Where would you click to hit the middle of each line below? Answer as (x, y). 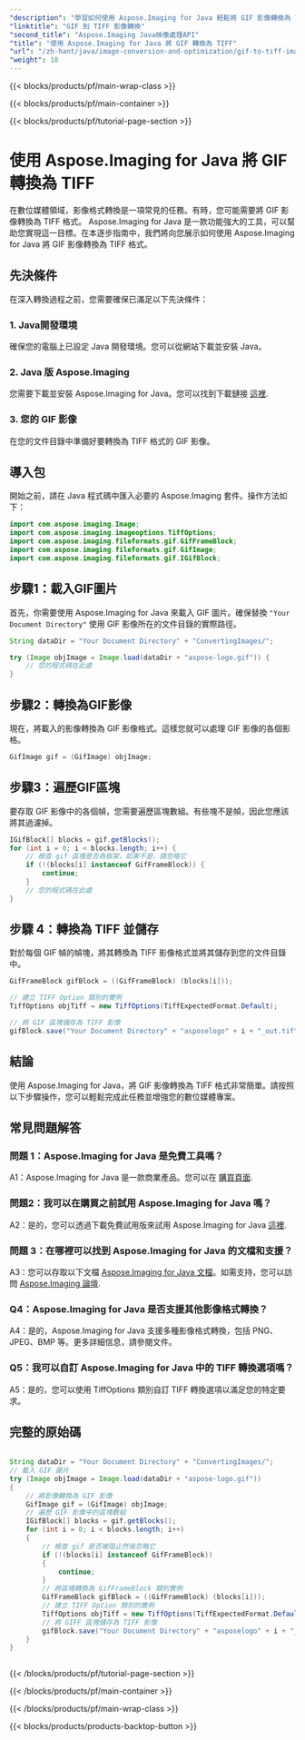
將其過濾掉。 (33, 822)
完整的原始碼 (45, 1432)
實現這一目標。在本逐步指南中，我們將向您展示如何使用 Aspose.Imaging (160, 232)
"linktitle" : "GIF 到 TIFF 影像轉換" (77, 26)
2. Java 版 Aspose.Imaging (69, 371)
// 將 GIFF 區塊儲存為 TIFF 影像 (99, 1622)
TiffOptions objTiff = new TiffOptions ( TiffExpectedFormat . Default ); (144, 1006)
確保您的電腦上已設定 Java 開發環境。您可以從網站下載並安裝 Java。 (138, 347)
